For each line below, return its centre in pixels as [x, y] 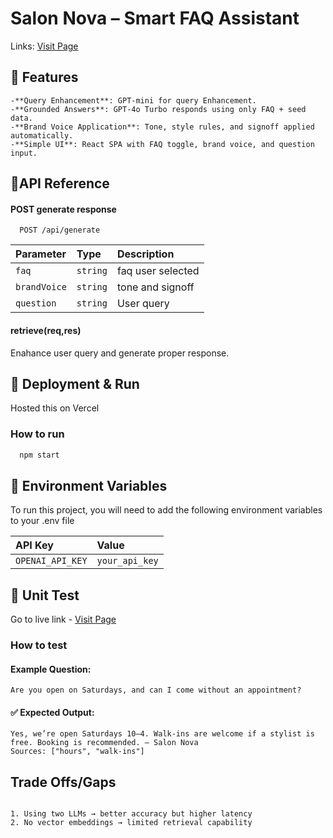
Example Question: [51, 669]
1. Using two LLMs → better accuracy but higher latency [131, 814]
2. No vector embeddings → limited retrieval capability [131, 823]
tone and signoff [155, 287]
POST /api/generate [60, 230]
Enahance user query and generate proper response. [120, 353]
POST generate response [63, 209]
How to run [37, 434]
